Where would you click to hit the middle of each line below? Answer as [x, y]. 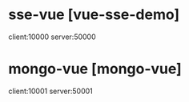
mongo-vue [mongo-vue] [95, 69]
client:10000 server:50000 [52, 37]
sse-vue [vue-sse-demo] [94, 15]
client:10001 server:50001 [51, 91]
